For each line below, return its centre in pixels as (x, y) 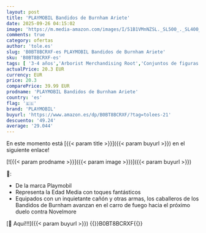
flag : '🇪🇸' (21, 103)
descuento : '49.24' (31, 120)
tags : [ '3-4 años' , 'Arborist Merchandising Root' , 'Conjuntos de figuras (103, 63)
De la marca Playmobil (44, 186)
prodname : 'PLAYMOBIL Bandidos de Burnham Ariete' (72, 92)
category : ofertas (30, 40)
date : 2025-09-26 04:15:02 (41, 23)
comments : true (26, 35)
